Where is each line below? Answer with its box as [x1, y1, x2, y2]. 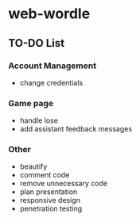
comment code [19, 170, 70, 180]
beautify [19, 162, 48, 171]
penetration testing [19, 204, 83, 214]
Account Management [8, 60, 97, 71]
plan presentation [19, 187, 78, 196]
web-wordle [8, 5, 91, 23]
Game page [8, 97, 54, 109]
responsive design [19, 196, 81, 205]
